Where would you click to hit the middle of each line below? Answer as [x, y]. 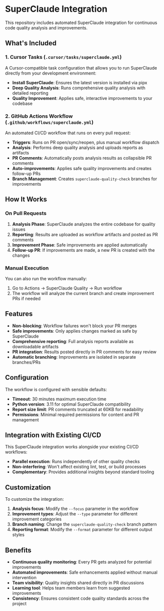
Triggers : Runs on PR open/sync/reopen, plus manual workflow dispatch [86, 142]
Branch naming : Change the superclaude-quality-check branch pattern [84, 524]
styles [18, 535]
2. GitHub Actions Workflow [39, 116]
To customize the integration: [35, 499]
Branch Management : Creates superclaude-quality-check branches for [85, 179]
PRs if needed [26, 298]
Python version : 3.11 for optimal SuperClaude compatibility [71, 404]
